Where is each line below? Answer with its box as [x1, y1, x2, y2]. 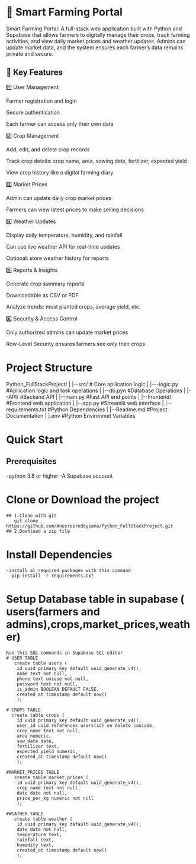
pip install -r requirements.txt [11, 573, 94, 579]
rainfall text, [17, 837, 54, 843]
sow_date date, [17, 738, 54, 744]
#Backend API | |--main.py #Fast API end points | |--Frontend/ [20, 393, 172, 400]
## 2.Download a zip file [6, 528, 70, 534]
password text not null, [17, 681, 78, 687]
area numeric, [17, 733, 52, 739]
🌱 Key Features [6, 68, 63, 78]
